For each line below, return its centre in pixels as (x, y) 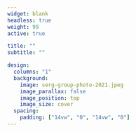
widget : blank (28, 14)
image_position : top (50, 98)
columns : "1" (33, 72)
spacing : (26, 111)
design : (19, 65)
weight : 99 (23, 27)
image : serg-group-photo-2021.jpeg (72, 85)
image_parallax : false (53, 91)
